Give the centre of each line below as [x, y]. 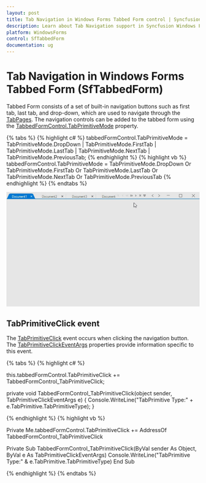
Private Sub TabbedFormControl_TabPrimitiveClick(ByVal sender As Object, [101, 449]
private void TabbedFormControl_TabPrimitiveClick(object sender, [90, 394]
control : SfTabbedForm [35, 39]
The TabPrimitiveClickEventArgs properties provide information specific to [100, 345]
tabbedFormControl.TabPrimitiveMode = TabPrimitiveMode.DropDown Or [99, 164]
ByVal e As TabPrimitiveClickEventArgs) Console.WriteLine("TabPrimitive [98, 455]
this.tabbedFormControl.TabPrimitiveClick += [63, 375]
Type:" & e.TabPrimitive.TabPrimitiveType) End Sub [71, 462]
